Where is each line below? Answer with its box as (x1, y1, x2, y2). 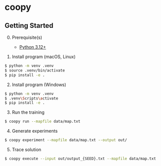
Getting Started (4, 21, 54, 30)
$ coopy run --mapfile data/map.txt (4, 119, 80, 124)
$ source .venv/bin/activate (4, 68, 65, 73)
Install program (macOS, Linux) (11, 54, 76, 60)
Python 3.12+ (19, 44, 46, 50)
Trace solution (11, 147, 42, 153)
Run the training (11, 109, 45, 115)
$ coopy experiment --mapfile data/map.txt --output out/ (4, 138, 127, 143)
